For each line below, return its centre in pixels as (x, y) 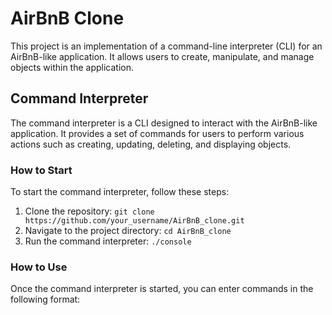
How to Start (41, 170)
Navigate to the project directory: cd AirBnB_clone (128, 231)
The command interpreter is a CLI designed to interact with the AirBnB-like (164, 123)
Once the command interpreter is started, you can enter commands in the (162, 289)
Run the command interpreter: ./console (108, 241)
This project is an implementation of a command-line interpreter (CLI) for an (166, 46)
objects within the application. (72, 67)
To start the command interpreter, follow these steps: (120, 192)
